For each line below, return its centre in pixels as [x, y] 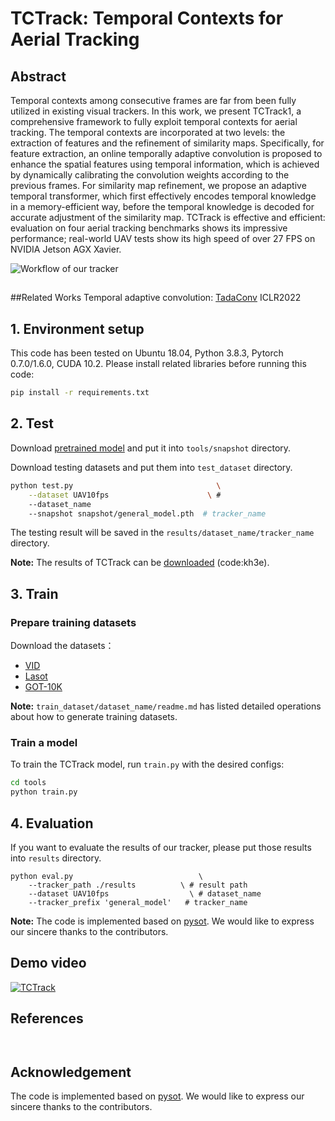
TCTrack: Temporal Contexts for [147, 18]
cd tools [28, 783]
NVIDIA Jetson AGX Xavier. [66, 249]
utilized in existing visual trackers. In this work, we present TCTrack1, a [156, 111]
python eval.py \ [106, 876]
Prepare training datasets [73, 622]
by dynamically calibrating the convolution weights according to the [150, 175]
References [47, 1018]
